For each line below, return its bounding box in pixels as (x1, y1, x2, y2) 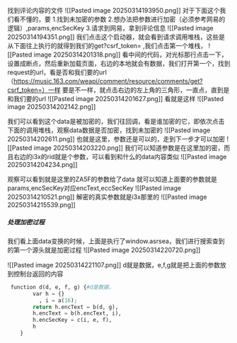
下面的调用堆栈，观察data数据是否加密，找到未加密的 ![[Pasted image (7, 126, 211, 134)
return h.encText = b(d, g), (33, 303, 119, 310)
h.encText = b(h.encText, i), (33, 310, 122, 317)
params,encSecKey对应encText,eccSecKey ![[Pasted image (7, 184, 182, 192)
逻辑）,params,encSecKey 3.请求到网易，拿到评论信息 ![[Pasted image (7, 24, 214, 32)
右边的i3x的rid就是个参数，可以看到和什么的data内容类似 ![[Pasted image (13, 153, 227, 161)
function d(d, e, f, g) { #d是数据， (10, 284, 115, 291)
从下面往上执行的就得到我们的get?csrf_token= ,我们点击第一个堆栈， (7, 42, 207, 50)
